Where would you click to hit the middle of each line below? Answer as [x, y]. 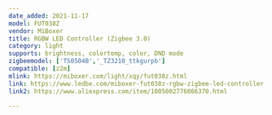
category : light [36, 46]
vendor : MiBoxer [36, 31]
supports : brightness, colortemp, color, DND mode [96, 53]
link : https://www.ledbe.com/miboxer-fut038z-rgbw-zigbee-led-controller [136, 83]
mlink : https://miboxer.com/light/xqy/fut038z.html [98, 76]
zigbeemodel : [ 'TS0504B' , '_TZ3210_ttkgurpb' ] [87, 62]
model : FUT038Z [34, 23]
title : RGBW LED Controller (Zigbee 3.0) [80, 38]
